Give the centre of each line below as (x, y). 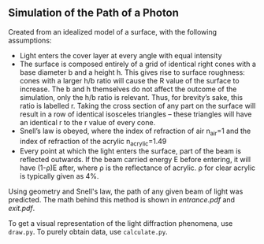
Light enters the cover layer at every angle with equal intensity (121, 55)
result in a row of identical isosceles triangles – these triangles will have (136, 114)
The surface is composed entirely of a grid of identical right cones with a (138, 64)
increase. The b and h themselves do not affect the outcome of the (128, 89)
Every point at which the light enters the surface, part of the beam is (130, 151)
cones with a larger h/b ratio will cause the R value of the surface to (129, 80)
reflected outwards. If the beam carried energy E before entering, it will (135, 160)
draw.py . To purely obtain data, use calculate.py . (88, 232)
